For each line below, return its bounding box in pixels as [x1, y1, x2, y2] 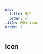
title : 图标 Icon [5, 20, 39, 25]
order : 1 [5, 25, 23, 30]
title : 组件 [9, 11, 32, 16]
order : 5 [9, 16, 27, 21]
